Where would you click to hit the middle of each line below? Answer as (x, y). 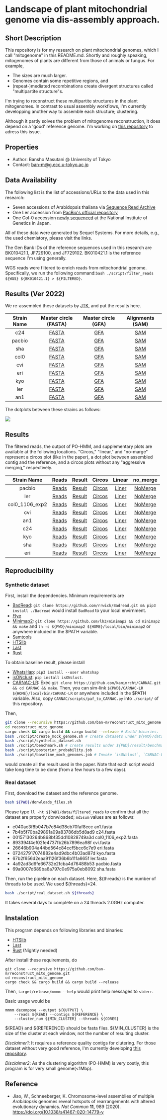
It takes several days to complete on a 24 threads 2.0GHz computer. (75, 902)
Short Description (33, 38)
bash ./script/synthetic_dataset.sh (43, 741)
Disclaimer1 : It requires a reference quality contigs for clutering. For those (81, 1043)
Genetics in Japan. (32, 223)
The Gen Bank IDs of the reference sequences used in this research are (79, 248)
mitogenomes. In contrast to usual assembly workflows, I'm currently (76, 106)
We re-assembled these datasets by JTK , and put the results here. (73, 306)
